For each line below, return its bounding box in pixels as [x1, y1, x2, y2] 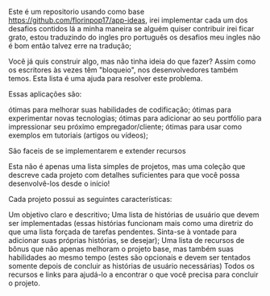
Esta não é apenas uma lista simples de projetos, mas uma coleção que [8, 162, 246, 171]
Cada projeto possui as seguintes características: [8, 195, 172, 203]
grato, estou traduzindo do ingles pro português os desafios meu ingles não [8, 32, 260, 42]
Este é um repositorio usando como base [8, 7, 145, 16]
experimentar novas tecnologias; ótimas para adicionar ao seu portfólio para [8, 113, 262, 123]
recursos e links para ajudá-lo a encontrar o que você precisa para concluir [8, 269, 259, 279]
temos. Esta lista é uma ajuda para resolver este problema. [8, 74, 203, 83]
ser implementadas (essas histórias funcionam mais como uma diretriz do [8, 219, 254, 228]
